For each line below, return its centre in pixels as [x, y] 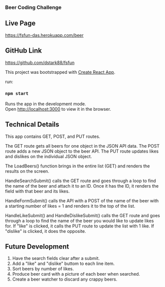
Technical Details [32, 125]
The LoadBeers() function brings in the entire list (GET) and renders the [78, 166]
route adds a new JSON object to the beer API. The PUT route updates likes [82, 151]
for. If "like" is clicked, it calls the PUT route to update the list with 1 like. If [80, 226]
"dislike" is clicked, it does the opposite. [46, 231]
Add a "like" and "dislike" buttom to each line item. [63, 264]
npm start [17, 94]
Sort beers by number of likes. [43, 269]
